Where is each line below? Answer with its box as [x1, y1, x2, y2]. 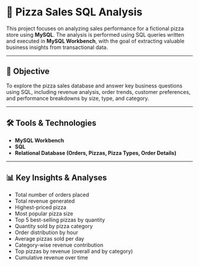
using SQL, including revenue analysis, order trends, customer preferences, [6, 88, 191, 95]
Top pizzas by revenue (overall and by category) [14, 248, 133, 255]
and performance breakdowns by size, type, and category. [6, 95, 149, 102]
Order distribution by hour [14, 229, 78, 236]
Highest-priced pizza [14, 204, 67, 211]
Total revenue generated [14, 197, 75, 205]
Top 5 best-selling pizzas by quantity [14, 216, 105, 223]
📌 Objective [6, 66, 50, 76]
